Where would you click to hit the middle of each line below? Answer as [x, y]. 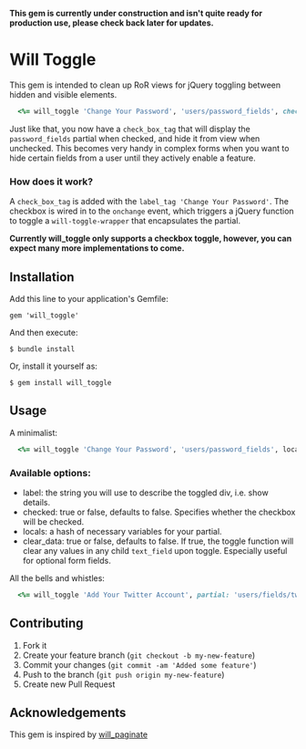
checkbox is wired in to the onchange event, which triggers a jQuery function [152, 211]
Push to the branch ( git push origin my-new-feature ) [123, 674]
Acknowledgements [68, 712]
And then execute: [44, 332]
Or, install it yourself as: [54, 366]
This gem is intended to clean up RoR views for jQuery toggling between [145, 85]
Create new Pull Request [69, 684]
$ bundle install [42, 349]
